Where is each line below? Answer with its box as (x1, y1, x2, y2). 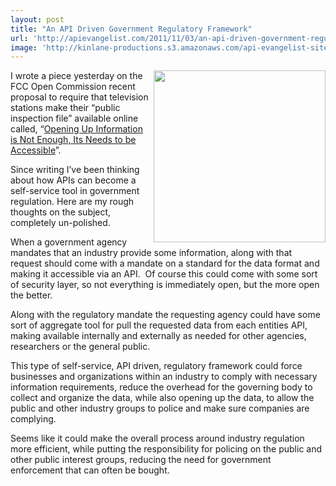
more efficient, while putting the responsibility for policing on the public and (10, 443, 323, 455)
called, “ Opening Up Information (10, 123, 143, 135)
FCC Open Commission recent (10, 81, 136, 93)
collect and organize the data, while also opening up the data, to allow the (10, 392, 315, 404)
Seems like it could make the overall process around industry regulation (10, 432, 305, 445)
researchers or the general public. (10, 341, 151, 353)
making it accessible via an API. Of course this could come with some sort (10, 268, 318, 280)
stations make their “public (10, 102, 121, 114)
